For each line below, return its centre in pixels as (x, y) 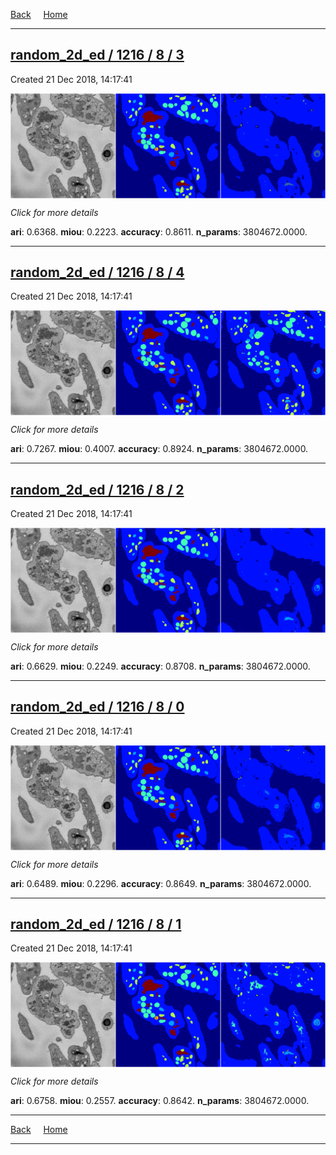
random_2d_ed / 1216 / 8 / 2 (97, 489)
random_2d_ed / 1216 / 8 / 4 (97, 272)
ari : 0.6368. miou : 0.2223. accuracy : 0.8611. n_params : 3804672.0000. (159, 231)
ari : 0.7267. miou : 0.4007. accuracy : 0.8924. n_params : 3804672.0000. (159, 449)
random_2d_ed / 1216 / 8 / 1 (96, 924)
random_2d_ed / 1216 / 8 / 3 (97, 55)
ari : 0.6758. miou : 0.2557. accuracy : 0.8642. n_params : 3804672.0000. (160, 1101)
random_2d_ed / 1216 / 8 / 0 (97, 707)
